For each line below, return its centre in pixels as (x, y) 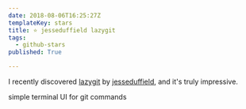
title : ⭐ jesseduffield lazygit (62, 30)
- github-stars (40, 45)
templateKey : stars (40, 23)
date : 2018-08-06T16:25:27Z (55, 15)
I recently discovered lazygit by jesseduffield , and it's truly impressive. (123, 81)
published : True (35, 52)
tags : (17, 38)
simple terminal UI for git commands (67, 97)
